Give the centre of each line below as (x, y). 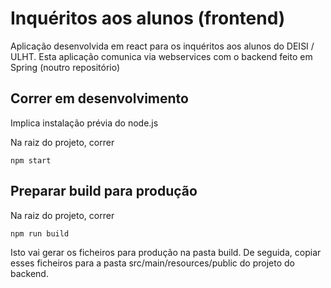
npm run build (40, 233)
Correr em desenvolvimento (99, 98)
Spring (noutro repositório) (65, 67)
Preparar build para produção (104, 191)
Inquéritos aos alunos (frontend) (148, 18)
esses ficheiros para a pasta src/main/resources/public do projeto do (152, 263)
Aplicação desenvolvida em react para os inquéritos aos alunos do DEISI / (162, 46)
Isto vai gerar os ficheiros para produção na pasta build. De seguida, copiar (166, 252)
